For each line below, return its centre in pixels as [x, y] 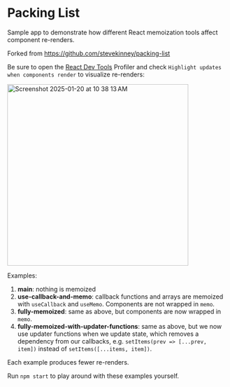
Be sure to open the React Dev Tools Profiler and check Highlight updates [114, 67]
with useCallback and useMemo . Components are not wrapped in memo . [116, 304]
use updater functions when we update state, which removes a [108, 334]
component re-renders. [41, 39]
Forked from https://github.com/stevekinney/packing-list [89, 53]
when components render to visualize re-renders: [76, 74]
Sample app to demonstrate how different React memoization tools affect [113, 32]
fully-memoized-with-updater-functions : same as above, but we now [120, 326]
